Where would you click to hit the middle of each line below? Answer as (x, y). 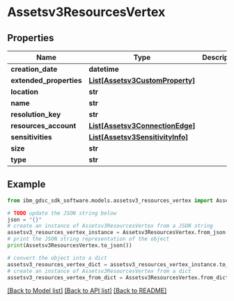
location (24, 92)
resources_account (44, 126)
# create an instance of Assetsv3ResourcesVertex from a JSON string (110, 226)
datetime (104, 69)
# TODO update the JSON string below (62, 213)
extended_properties (46, 80)
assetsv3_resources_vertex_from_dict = (65, 277)
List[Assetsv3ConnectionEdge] (142, 126)
